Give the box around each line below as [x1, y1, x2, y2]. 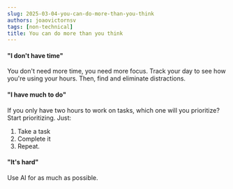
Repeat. [17, 141, 40, 150]
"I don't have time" [7, 51, 63, 59]
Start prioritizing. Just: [7, 113, 72, 122]
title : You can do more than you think [7, 29, 123, 37]
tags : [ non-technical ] [7, 23, 73, 30]
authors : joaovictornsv [7, 17, 77, 24]
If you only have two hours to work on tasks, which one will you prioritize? [7, 106, 220, 114]
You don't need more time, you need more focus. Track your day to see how [7, 67, 226, 76]
